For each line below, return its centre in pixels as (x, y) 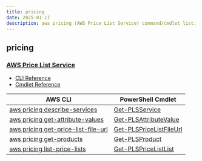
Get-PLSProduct (138, 139)
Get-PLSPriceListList (144, 149)
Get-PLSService (137, 110)
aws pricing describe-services (53, 110)
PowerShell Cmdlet (148, 99)
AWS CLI (59, 99)
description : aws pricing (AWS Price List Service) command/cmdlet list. (102, 23)
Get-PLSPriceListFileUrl (148, 130)
